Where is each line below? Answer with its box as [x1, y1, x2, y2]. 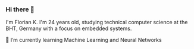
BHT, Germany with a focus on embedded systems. [5, 25, 132, 32]
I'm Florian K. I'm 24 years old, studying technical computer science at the [5, 19, 188, 26]
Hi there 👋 [5, 5, 35, 14]
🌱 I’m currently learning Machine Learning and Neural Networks [5, 37, 162, 44]
